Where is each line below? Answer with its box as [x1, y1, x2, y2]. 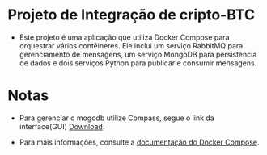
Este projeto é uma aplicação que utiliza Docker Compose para [19, 32, 230, 42]
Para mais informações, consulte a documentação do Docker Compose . [19, 137, 260, 147]
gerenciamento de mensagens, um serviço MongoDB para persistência [19, 49, 257, 59]
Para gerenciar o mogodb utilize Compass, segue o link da [19, 113, 215, 123]
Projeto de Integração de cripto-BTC [7, 6, 256, 24]
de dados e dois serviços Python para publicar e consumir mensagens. [19, 58, 257, 68]
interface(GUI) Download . [19, 121, 105, 131]
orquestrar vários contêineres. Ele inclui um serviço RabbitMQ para [19, 40, 244, 50]
